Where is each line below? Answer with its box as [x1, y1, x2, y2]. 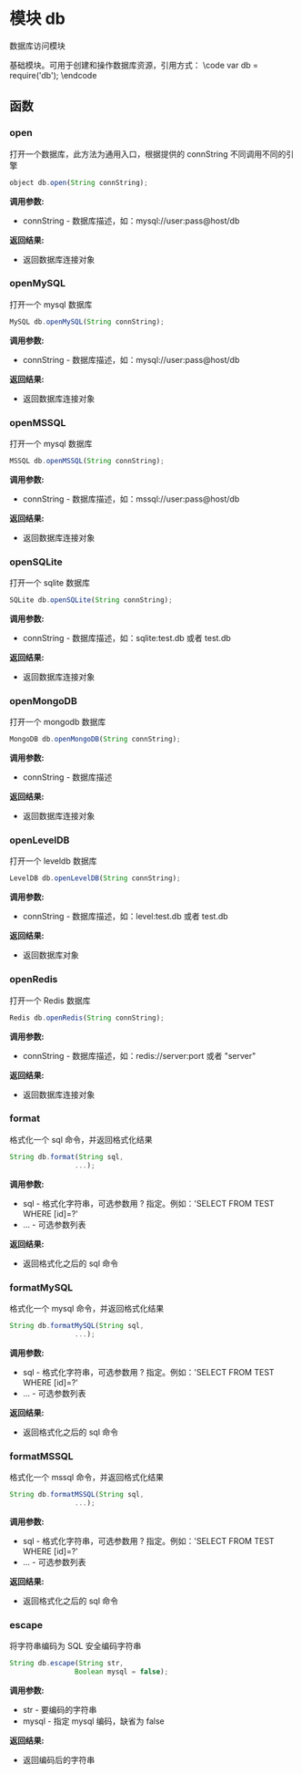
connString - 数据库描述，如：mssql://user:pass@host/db [22, 493, 240, 504]
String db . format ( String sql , [9, 1152, 125, 1161]
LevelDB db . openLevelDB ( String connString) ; [9, 874, 181, 883]
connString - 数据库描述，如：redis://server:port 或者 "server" [22, 1050, 257, 1061]
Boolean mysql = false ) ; [74, 1666, 169, 1676]
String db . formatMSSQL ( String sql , [9, 1489, 145, 1499]
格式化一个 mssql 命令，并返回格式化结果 [9, 1471, 164, 1482]
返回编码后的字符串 [22, 1754, 96, 1765]
